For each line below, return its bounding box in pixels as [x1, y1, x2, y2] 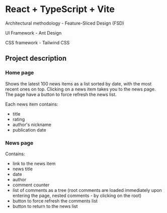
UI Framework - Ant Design [5, 30, 62, 36]
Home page [5, 69, 34, 76]
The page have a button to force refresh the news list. [5, 91, 117, 97]
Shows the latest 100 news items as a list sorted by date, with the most [5, 80, 152, 86]
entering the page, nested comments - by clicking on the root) [12, 192, 142, 198]
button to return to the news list [12, 203, 78, 209]
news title [12, 166, 33, 172]
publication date [12, 127, 46, 133]
